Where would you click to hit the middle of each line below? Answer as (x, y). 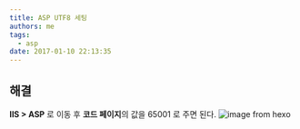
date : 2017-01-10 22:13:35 (60, 52)
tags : (20, 35)
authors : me (32, 26)
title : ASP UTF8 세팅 (49, 18)
